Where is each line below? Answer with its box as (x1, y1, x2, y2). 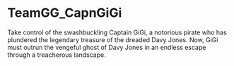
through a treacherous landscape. (7, 51, 106, 59)
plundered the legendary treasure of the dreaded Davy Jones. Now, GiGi (7, 35, 218, 44)
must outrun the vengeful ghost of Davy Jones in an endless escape (7, 43, 206, 51)
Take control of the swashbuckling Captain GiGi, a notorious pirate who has (7, 28, 228, 37)
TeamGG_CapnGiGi (7, 5, 122, 21)
